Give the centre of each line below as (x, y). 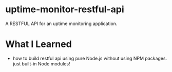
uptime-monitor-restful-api (65, 9)
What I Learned (39, 44)
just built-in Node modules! (41, 64)
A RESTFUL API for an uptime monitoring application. (61, 23)
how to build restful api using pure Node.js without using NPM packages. (90, 58)
